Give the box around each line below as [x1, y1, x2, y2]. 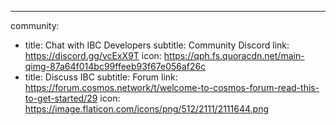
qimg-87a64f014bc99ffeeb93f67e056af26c [24, 61, 207, 72]
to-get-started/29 [24, 92, 98, 104]
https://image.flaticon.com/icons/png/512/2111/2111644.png [24, 103, 270, 115]
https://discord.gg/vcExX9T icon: [24, 50, 162, 61]
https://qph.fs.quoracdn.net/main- [163, 50, 305, 61]
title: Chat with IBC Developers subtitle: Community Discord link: [24, 39, 290, 51]
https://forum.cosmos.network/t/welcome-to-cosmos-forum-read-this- [24, 82, 320, 93]
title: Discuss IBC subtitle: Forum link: [24, 71, 178, 83]
